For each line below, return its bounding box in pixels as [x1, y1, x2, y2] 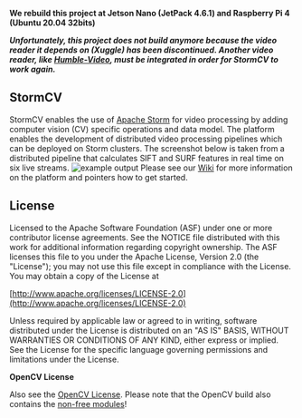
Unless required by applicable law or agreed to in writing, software [9, 315, 258, 326]
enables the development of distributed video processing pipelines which [9, 133, 283, 144]
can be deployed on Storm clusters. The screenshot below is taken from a [9, 142, 285, 153]
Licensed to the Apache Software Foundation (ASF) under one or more [9, 222, 273, 233]
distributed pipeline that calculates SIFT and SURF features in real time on [9, 152, 285, 163]
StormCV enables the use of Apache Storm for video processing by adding [9, 113, 288, 125]
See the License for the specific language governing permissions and [9, 344, 269, 355]
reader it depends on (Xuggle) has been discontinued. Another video [9, 44, 274, 55]
